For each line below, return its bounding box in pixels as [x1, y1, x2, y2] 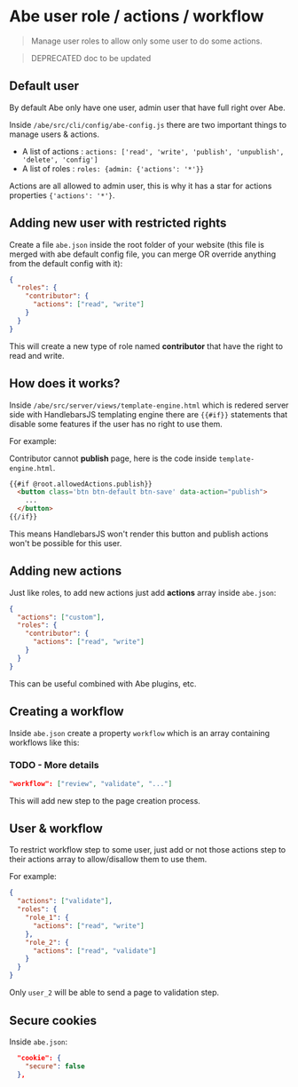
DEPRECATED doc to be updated [30, 52, 152, 63]
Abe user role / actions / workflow [9, 6, 264, 27]
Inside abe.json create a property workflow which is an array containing [9, 727, 271, 738]
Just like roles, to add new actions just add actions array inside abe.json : [9, 587, 277, 598]
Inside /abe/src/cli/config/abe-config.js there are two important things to [9, 119, 286, 130]
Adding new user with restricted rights [9, 216, 227, 231]
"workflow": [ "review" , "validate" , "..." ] [9, 779, 173, 788]
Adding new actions [9, 564, 122, 579]
